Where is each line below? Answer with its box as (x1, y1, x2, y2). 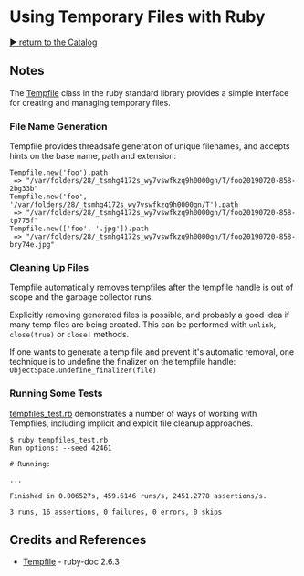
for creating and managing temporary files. (9, 97, 171, 108)
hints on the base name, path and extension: (9, 151, 176, 162)
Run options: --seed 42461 (9, 443, 112, 453)
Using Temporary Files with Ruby (9, 6, 266, 27)
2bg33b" (9, 185, 39, 194)
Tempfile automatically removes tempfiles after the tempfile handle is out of (9, 282, 294, 293)
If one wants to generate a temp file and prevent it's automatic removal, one (9, 347, 295, 357)
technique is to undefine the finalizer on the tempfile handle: (9, 357, 236, 368)
